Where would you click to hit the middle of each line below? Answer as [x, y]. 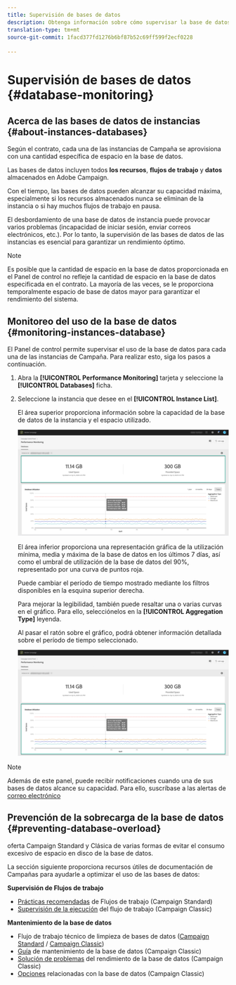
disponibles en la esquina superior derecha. [81, 590]
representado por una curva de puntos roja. [80, 569]
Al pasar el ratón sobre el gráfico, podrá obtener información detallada [119, 632]
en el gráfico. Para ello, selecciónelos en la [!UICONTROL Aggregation [120, 611]
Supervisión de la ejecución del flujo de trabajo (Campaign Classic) [114, 909]
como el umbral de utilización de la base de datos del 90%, [103, 562]
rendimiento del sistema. [43, 300]
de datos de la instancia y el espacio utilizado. [84, 420]
